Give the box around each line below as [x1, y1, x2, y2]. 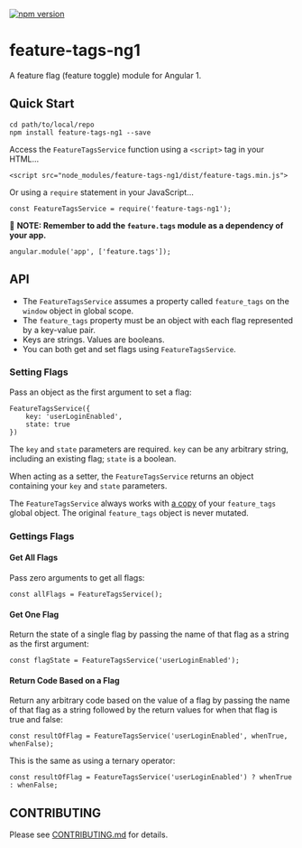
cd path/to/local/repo [9, 120, 95, 129]
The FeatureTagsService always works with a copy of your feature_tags [9, 498, 277, 508]
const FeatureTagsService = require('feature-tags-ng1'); [9, 204, 232, 213]
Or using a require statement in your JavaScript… [9, 186, 194, 198]
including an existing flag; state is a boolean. [9, 452, 177, 464]
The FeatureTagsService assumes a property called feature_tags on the [22, 295, 290, 306]
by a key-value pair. [22, 324, 96, 335]
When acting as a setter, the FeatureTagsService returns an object [9, 471, 254, 481]
